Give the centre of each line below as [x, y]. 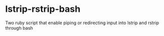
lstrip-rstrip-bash [43, 9]
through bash [19, 28]
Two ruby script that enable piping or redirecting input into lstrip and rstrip [82, 23]
